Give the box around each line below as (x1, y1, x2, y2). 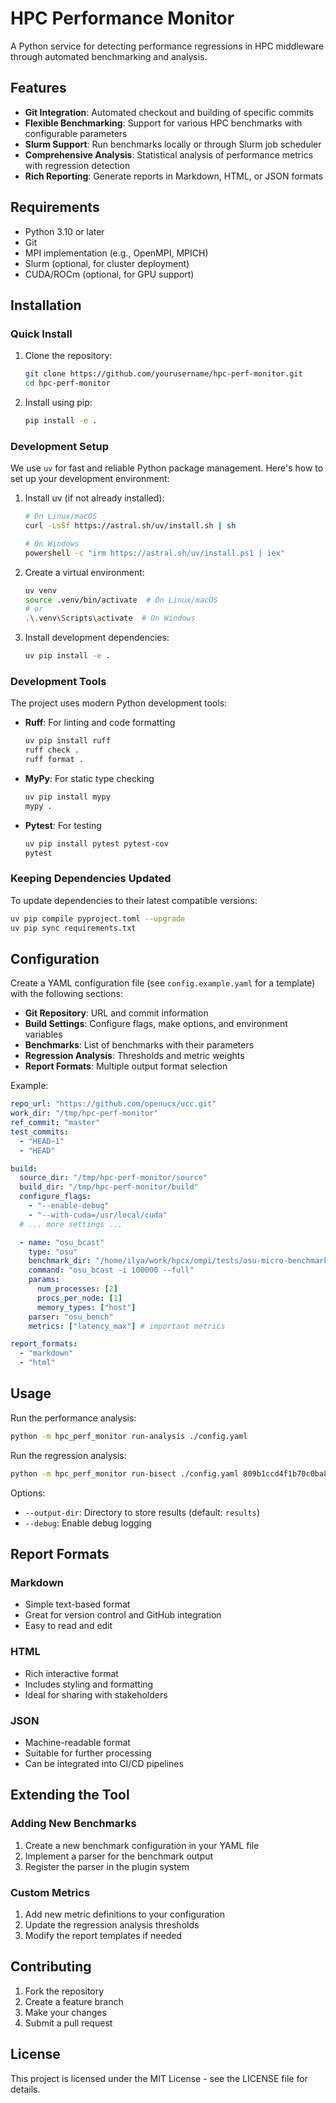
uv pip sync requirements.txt (10, 923, 137, 933)
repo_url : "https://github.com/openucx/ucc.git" (10, 1099, 217, 1109)
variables (24, 1028, 63, 1041)
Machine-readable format (24, 1736, 131, 1748)
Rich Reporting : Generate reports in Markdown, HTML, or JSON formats (24, 170, 324, 182)
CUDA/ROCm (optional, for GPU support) (24, 268, 195, 280)
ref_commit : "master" (10, 1118, 101, 1128)
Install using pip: (24, 397, 93, 408)
